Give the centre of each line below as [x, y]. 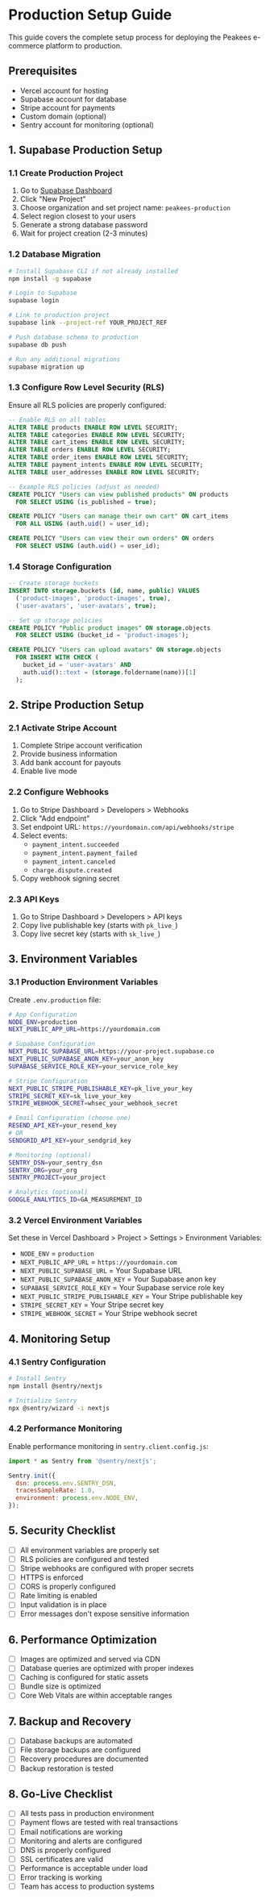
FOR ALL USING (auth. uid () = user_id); [83, 524]
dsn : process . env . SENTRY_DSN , [66, 1483]
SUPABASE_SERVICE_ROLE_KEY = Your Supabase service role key [122, 1288]
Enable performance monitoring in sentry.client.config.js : [109, 1446]
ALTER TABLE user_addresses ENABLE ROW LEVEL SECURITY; [104, 472]
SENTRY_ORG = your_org [43, 1170]
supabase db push [37, 344]
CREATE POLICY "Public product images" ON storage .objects [110, 628]
